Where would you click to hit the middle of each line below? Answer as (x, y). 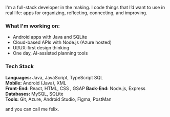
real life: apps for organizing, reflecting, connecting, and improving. (76, 13)
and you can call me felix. (32, 109)
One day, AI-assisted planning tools (50, 53)
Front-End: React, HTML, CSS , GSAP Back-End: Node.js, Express (76, 88)
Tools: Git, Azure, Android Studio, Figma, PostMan (58, 99)
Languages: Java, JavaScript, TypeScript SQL (54, 77)
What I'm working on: (33, 26)
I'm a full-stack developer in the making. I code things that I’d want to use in (85, 7)
